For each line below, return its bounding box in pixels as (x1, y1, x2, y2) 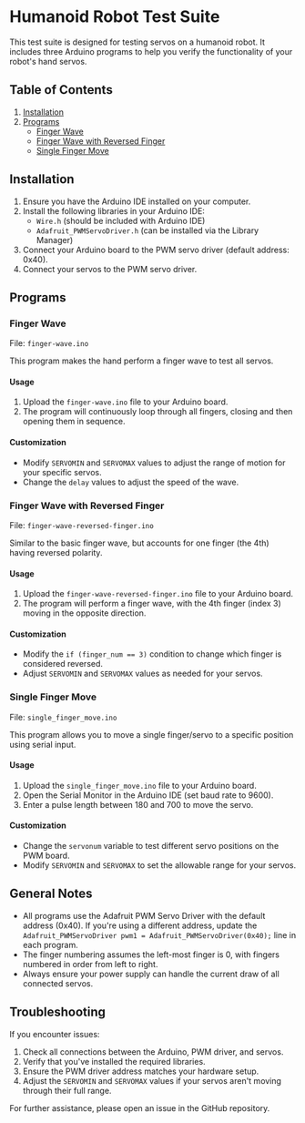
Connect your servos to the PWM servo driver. (22, 263, 198, 274)
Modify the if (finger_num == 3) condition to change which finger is (22, 648, 282, 659)
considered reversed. (22, 658, 103, 669)
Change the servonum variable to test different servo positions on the (22, 841, 280, 852)
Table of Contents (9, 82, 114, 97)
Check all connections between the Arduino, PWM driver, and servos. (22, 1046, 284, 1057)
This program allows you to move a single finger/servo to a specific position (9, 729, 294, 740)
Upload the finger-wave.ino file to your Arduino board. (22, 396, 229, 407)
